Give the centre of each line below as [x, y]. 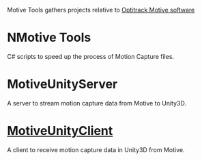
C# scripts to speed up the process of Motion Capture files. [91, 56]
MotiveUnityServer [62, 84]
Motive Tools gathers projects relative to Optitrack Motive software [101, 10]
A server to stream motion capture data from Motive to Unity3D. [97, 103]
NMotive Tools [49, 38]
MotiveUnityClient [60, 131]
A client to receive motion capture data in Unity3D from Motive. [96, 149]
